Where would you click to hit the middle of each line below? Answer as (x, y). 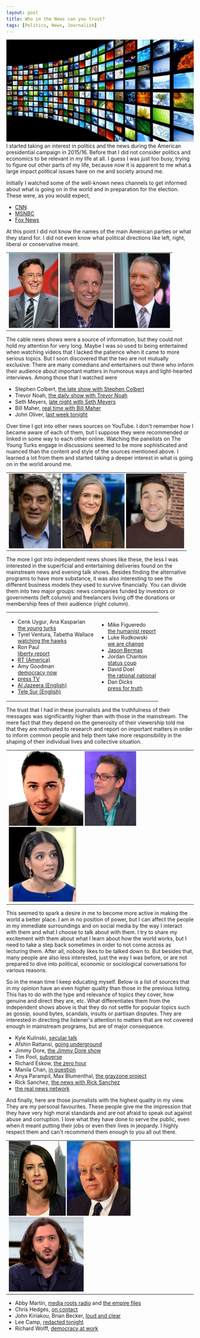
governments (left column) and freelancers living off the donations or (91, 598)
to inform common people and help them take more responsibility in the (94, 736)
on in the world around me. (39, 464)
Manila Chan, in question (45, 1069)
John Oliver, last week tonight (51, 414)
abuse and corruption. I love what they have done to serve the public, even (98, 1119)
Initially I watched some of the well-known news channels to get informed (97, 183)
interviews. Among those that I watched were (62, 377)
